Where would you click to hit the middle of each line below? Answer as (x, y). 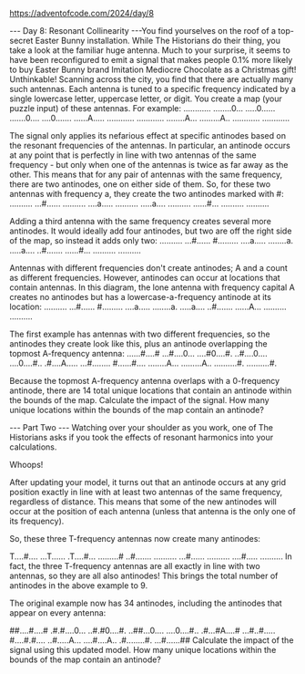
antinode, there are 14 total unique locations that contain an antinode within (151, 390)
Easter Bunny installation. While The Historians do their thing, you (158, 41)
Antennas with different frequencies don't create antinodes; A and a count (149, 268)
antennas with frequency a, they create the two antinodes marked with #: (147, 194)
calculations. (33, 447)
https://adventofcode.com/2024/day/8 (82, 13)
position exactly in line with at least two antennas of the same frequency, (146, 492)
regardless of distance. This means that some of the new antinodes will (143, 502)
